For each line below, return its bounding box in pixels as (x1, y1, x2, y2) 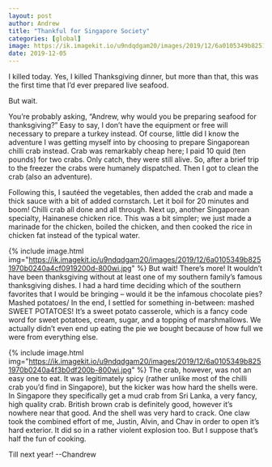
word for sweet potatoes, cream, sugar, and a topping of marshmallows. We (8, 315, 261, 325)
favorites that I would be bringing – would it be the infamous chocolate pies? (8, 289, 263, 299)
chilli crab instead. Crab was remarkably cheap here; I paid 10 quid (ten (8, 146, 246, 155)
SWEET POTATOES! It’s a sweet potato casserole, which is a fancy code (8, 307, 249, 316)
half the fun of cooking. (8, 434, 87, 444)
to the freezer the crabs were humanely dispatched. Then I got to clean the (8, 163, 259, 172)
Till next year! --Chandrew (8, 450, 97, 459)
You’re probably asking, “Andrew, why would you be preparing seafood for (8, 112, 257, 121)
